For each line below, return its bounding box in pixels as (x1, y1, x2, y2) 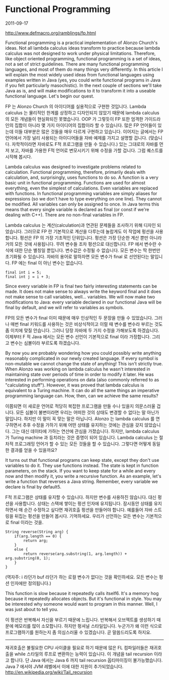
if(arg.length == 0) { (14, 534, 62, 539)
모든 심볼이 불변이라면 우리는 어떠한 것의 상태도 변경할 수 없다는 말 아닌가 (16, 409, 159, 415)
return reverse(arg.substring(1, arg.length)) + (23, 551, 127, 556)
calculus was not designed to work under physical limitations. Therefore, (5, 50, 156, 56)
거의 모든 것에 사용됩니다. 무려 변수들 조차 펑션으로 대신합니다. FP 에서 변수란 (5, 241, 157, 247)
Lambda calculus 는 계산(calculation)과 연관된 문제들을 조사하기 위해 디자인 (5, 222, 156, 228)
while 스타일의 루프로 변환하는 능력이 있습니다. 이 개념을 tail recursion (14, 651, 153, 657)
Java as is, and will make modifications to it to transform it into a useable (5, 87, 156, 93)
